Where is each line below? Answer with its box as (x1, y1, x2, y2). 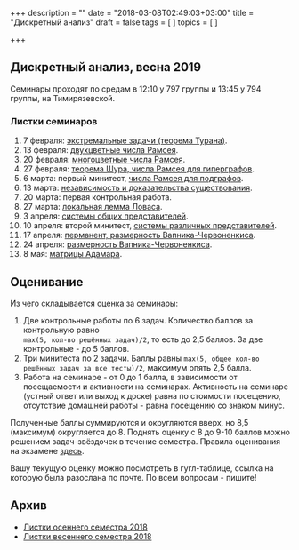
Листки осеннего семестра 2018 (22, 522, 148, 532)
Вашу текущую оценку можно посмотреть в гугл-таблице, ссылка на (10, 462, 274, 474)
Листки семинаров (10, 115, 98, 127)
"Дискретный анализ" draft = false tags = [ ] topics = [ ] (10, 17, 218, 28)
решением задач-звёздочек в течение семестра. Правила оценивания (10, 435, 281, 447)
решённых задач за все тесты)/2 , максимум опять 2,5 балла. (22, 362, 252, 372)
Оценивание (10, 275, 84, 290)
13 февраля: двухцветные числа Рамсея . (22, 145, 179, 155)
